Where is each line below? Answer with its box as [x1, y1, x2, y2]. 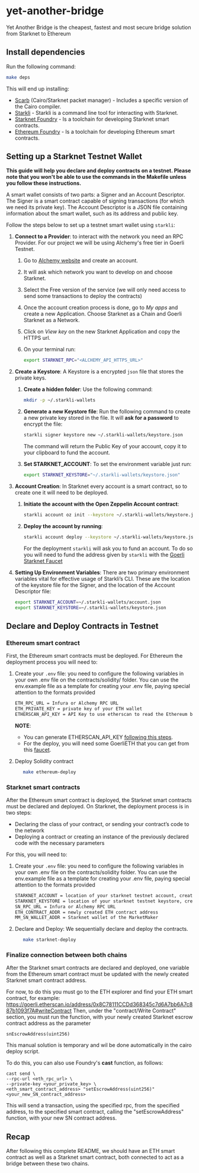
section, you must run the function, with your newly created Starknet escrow [6, 1014, 193, 1021]
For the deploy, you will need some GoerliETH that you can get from [23, 740, 190, 747]
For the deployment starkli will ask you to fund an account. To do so [23, 545, 193, 552]
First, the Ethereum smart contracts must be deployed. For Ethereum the [6, 653, 183, 660]
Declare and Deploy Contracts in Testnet [6, 621, 159, 631]
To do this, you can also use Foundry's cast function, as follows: [6, 1059, 163, 1066]
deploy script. [6, 1048, 40, 1055]
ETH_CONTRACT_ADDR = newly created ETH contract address [14, 909, 159, 915]
